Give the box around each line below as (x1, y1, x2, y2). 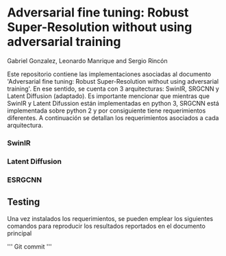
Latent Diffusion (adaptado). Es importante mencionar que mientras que (7, 91, 210, 100)
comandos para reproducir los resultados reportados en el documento (7, 222, 205, 230)
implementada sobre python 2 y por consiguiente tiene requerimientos (7, 106, 206, 115)
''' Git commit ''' (7, 242, 53, 251)
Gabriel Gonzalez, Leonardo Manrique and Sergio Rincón (7, 56, 168, 65)
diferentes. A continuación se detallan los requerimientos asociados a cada (7, 113, 219, 121)
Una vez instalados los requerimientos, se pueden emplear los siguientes (7, 214, 214, 222)
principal (7, 229, 32, 237)
